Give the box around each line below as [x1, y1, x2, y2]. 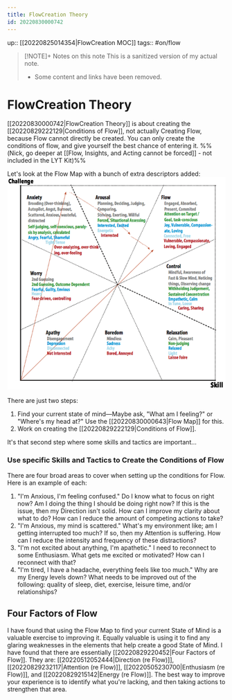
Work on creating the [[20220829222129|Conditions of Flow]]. [17, 424, 197, 433]
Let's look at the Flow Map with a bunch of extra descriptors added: [7, 170, 201, 178]
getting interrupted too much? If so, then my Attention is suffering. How [17, 528, 221, 537]
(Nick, [7, 149, 24, 157]
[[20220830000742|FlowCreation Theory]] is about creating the [7, 120, 191, 128]
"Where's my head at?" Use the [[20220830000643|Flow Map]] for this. [17, 418, 224, 426]
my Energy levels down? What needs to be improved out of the [17, 573, 197, 581]
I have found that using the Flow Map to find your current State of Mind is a [7, 626, 222, 634]
